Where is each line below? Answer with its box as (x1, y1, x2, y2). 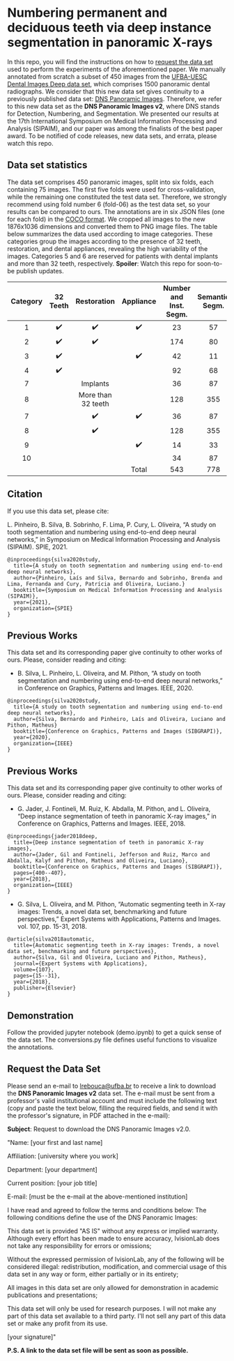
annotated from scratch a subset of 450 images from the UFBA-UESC (7, 72, 208, 81)
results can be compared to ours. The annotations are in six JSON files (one (7, 207, 225, 215)
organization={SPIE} (13, 605, 73, 611)
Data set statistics (7, 159, 88, 172)
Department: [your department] (7, 1165, 97, 1173)
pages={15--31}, (13, 973, 61, 980)
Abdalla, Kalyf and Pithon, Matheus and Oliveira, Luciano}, (7, 858, 189, 865)
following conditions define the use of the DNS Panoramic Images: (7, 1213, 198, 1222)
